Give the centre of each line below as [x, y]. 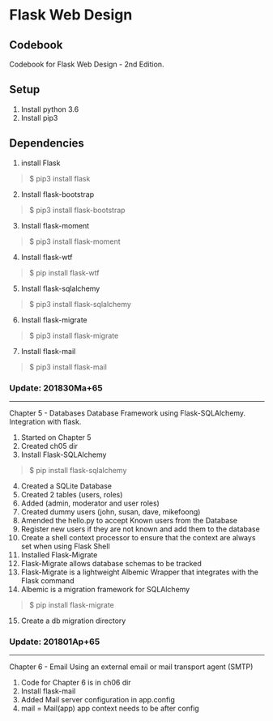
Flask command [47, 580]
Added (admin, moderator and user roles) [90, 503]
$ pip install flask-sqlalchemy [78, 470]
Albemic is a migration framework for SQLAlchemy [105, 589]
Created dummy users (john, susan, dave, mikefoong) [111, 511]
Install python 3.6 [50, 109]
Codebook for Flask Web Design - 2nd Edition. [87, 64]
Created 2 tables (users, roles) [72, 494]
